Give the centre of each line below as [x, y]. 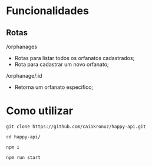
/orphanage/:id [24, 76]
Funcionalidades [48, 11]
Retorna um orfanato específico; [54, 87]
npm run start [24, 157]
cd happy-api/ [24, 137]
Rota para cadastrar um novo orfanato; [62, 64]
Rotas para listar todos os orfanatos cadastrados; [75, 58]
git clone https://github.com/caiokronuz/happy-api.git [76, 127]
